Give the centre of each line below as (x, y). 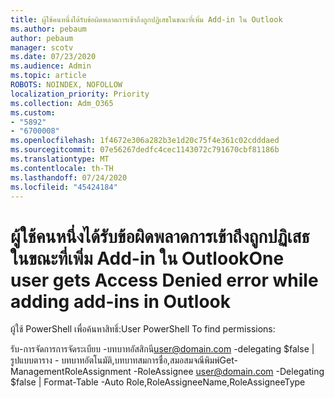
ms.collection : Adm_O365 (62, 103)
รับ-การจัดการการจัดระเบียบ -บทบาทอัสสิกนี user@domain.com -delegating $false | (162, 349)
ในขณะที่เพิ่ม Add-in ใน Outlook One (147, 258)
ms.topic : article (48, 76)
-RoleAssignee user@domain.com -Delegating (229, 372)
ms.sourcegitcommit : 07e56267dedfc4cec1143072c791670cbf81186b (145, 150)
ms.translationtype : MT (60, 159)
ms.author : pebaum (48, 29)
